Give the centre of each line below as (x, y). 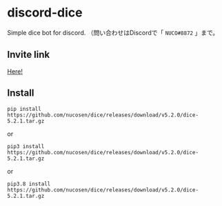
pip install (24, 109)
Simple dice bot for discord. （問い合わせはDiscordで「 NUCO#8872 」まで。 (113, 32)
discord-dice (45, 13)
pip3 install (26, 146)
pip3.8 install (29, 184)
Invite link (29, 55)
